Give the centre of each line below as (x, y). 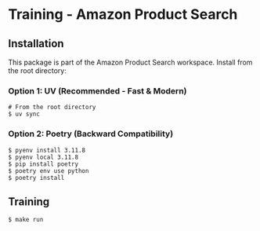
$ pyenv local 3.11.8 (43, 157)
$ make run (26, 220)
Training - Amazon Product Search (123, 15)
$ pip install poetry (43, 164)
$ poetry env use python (49, 170)
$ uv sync (24, 114)
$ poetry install (36, 178)
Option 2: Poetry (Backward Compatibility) (91, 134)
